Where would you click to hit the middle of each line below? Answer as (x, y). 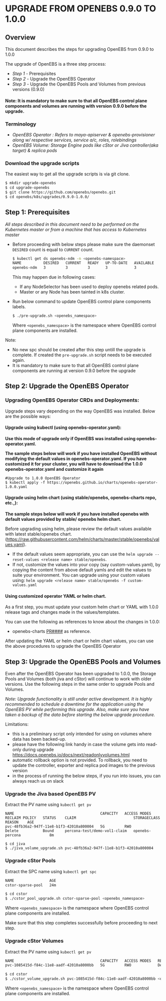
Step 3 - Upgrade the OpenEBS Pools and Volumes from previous (79, 84)
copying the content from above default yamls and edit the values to (82, 570)
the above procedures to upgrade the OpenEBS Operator (63, 646)
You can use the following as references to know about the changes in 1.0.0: (83, 622)
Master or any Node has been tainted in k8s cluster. (72, 292)
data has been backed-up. (39, 739)
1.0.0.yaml (16, 487)
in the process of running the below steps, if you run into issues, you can (86, 776)
